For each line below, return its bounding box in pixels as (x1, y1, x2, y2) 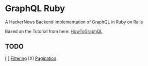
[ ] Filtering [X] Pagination (5, 55, 57, 61)
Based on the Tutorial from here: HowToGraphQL (5, 28, 103, 34)
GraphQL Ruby (5, 3, 66, 14)
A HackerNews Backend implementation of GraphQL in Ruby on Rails (5, 19, 143, 25)
